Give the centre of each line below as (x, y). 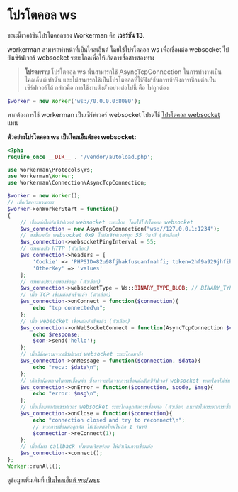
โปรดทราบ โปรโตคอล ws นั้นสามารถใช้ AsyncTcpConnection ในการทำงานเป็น (123, 72)
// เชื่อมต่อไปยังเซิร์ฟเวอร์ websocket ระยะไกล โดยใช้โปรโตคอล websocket (107, 222)
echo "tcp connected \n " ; (69, 308)
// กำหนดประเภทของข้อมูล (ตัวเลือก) (61, 281)
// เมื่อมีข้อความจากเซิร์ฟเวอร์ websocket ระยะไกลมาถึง (81, 354)
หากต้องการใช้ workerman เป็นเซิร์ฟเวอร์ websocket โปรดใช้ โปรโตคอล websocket (114, 114)
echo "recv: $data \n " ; (66, 367)
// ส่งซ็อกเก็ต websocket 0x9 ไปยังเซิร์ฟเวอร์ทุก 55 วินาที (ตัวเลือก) (100, 235)
